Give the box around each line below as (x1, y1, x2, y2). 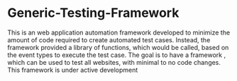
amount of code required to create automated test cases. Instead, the (7, 35, 211, 44)
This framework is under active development (7, 66, 138, 74)
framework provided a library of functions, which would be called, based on (7, 43, 229, 51)
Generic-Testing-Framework (7, 5, 180, 21)
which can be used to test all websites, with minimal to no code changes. (7, 58, 221, 66)
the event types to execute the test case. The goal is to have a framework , (7, 51, 226, 59)
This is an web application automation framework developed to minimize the (7, 28, 231, 37)
